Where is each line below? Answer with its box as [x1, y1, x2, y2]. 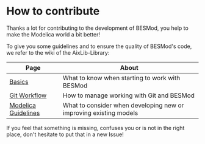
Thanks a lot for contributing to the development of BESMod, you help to [6, 24, 189, 32]
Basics [9, 77, 29, 86]
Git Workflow [9, 91, 47, 100]
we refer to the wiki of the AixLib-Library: [6, 49, 110, 56]
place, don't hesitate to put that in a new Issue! [6, 131, 124, 138]
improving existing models [63, 108, 138, 117]
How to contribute [6, 4, 100, 18]
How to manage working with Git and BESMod [63, 91, 195, 100]
